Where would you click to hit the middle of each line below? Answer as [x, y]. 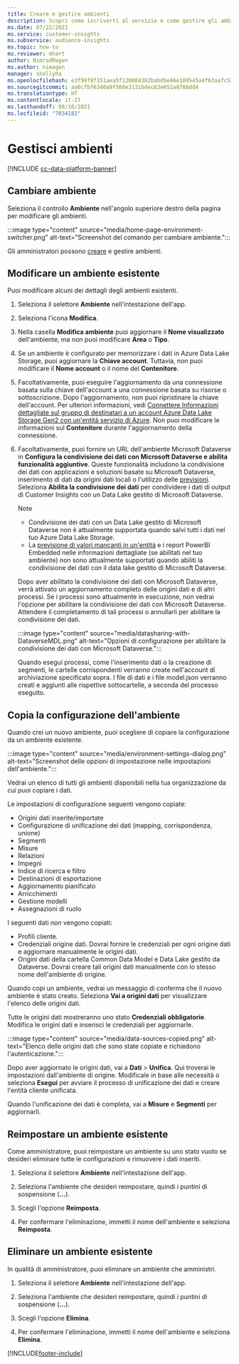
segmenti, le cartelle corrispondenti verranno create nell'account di [116, 670]
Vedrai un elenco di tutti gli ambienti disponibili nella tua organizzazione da [117, 783]
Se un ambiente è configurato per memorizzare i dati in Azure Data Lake [123, 353]
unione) [29, 833]
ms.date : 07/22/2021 [38, 27]
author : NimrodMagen [38, 61]
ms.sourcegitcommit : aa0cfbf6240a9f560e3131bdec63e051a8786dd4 [103, 87]
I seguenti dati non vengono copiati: [60, 923]
